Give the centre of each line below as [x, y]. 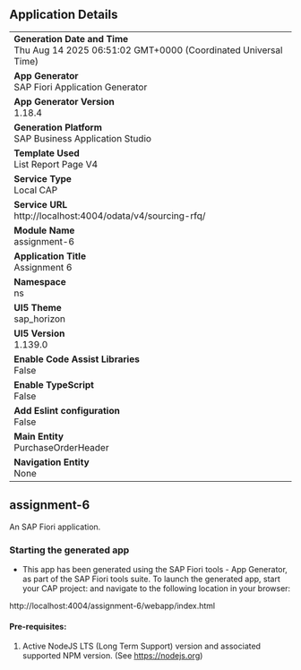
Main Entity [39, 436]
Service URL [41, 204]
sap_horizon [39, 319]
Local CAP [36, 190]
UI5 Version [39, 333]
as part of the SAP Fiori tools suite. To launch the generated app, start [151, 579]
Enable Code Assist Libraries [77, 359]
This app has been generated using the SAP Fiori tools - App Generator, [155, 569]
